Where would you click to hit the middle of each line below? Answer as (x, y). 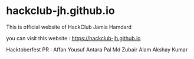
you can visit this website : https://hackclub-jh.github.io (73, 38)
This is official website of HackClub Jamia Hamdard (69, 27)
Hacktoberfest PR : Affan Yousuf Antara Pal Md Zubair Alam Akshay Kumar (97, 49)
